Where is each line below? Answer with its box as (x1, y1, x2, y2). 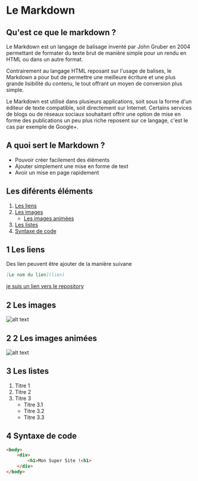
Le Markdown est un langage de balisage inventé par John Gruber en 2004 (6, 43, 191, 50)
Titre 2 (14, 388, 32, 395)
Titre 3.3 (23, 414, 45, 421)
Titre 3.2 (23, 407, 45, 414)
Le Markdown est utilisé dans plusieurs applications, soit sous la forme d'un (6, 98, 192, 105)
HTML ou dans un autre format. (6, 56, 83, 63)
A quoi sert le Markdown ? (6, 141, 105, 151)
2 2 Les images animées (6, 333, 97, 343)
